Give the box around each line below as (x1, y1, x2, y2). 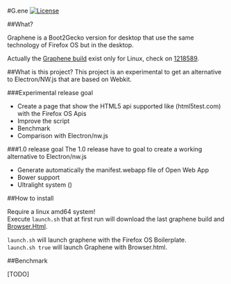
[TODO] (7, 270, 30, 278)
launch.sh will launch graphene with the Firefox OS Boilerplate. (7, 236, 187, 244)
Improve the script (17, 117, 70, 125)
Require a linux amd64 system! (7, 208, 96, 215)
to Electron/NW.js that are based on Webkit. (7, 75, 132, 83)
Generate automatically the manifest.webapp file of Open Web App (17, 166, 209, 174)
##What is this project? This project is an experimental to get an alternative (7, 68, 222, 76)
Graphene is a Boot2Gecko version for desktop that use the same (7, 33, 194, 42)
